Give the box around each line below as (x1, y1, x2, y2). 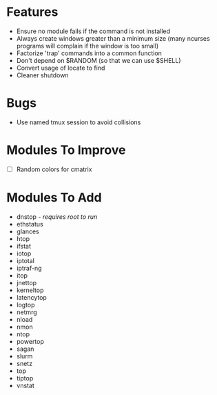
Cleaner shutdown (16, 70, 70, 79)
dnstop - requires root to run (16, 212, 98, 221)
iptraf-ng (16, 264, 42, 272)
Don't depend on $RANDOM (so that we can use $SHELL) (16, 56, 181, 64)
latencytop (16, 293, 48, 301)
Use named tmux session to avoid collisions (16, 118, 141, 126)
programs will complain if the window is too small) (16, 41, 159, 50)
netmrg (16, 308, 37, 316)
